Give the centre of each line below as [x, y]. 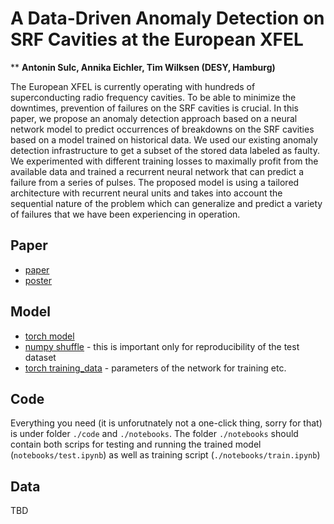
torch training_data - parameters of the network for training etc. [155, 368]
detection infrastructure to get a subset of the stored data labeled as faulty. [165, 150]
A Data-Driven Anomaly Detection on [167, 18]
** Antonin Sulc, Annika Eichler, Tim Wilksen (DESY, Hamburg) [143, 67]
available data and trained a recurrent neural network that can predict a [157, 171]
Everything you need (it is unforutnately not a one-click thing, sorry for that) [166, 423]
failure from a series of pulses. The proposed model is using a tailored [155, 182]
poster [38, 280]
